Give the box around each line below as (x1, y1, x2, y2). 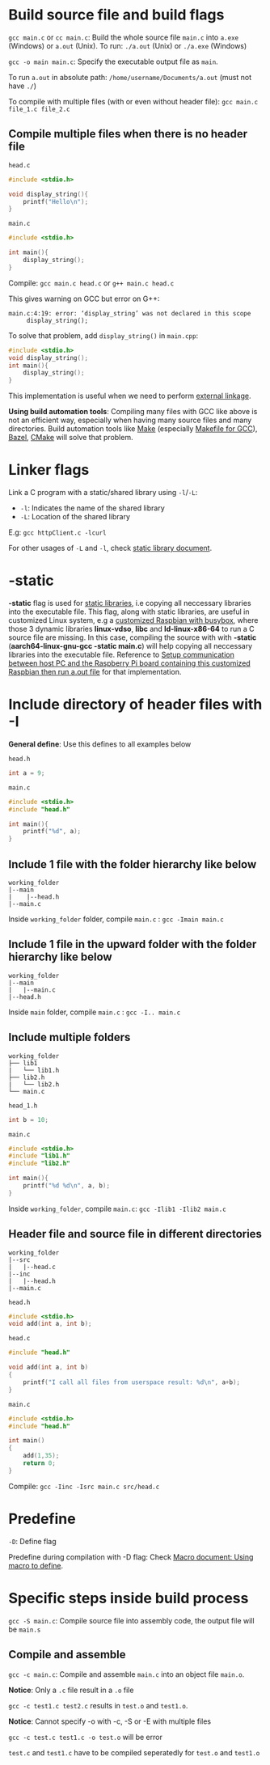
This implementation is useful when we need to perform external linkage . (8, 391, 252, 401)
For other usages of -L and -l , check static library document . (8, 544, 213, 553)
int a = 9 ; (8, 768, 45, 777)
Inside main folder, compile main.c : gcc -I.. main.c (8, 1007, 181, 1017)
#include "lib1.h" (8, 1152, 70, 1160)
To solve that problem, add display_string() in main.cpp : (8, 330, 199, 341)
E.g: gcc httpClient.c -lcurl (8, 527, 107, 537)
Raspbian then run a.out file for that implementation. (8, 667, 182, 676)
